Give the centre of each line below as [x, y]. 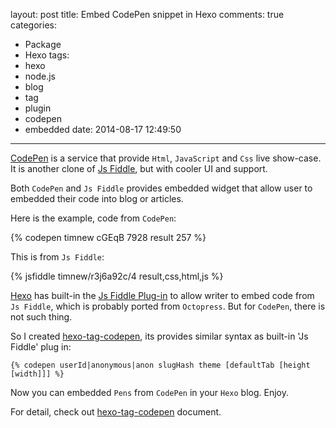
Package [43, 44]
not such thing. [41, 317]
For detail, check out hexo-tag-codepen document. [116, 412]
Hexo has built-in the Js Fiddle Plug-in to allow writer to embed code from [162, 295]
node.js [40, 76]
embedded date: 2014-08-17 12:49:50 [103, 129]
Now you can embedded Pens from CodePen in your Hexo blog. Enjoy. [150, 392]
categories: [33, 25]
